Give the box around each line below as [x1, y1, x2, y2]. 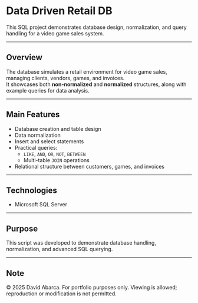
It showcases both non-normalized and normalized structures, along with [6, 81, 187, 88]
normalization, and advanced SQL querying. [6, 246, 113, 253]
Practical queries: [14, 144, 58, 151]
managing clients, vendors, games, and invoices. [6, 74, 125, 81]
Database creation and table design [14, 125, 101, 132]
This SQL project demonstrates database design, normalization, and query [6, 24, 187, 31]
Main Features [6, 110, 60, 120]
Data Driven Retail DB [6, 4, 113, 18]
